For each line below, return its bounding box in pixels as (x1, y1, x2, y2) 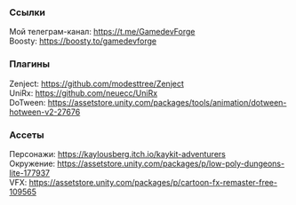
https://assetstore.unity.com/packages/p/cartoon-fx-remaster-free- (28, 177, 278, 187)
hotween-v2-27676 (9, 106, 81, 117)
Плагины (9, 58, 51, 70)
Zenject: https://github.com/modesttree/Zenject (9, 78, 185, 89)
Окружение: (9, 158, 56, 169)
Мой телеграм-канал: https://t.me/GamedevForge (9, 27, 196, 37)
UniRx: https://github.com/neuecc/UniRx (9, 87, 158, 99)
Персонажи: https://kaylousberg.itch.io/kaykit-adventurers (9, 148, 227, 159)
